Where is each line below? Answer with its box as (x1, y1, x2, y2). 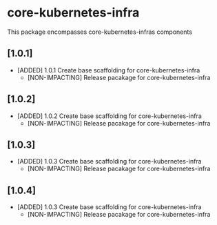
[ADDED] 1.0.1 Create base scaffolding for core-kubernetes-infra (17, 66, 200, 74)
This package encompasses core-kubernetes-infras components (7, 28, 193, 36)
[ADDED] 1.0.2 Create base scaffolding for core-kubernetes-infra (17, 112, 202, 120)
